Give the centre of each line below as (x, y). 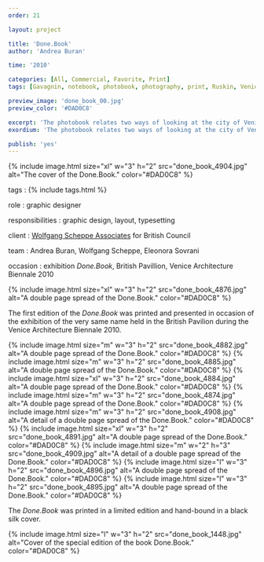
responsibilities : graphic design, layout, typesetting (92, 220)
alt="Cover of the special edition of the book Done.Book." (101, 542)
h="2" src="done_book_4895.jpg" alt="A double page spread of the (118, 487)
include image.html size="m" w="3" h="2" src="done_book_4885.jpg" (122, 362)
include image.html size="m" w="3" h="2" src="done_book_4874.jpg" (122, 395)
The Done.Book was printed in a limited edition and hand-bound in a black (128, 511)
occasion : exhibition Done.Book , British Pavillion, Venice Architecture (121, 266)
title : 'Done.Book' (40, 44)
